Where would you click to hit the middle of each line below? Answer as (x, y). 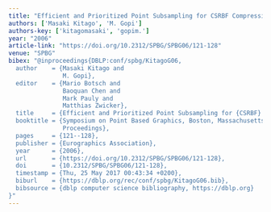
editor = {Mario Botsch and (68, 83)
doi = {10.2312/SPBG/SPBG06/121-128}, (92, 166)
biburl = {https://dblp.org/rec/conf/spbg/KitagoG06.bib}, (122, 181)
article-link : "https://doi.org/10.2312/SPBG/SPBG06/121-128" (115, 46)
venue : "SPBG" (32, 53)
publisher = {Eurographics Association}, (86, 143)
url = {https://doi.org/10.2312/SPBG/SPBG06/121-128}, (121, 158)
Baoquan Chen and (92, 91)
